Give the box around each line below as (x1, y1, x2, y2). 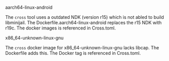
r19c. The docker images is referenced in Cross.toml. (5, 25, 116, 31)
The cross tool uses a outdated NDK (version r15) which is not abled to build (5, 14, 164, 20)
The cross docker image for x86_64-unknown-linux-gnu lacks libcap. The (5, 45, 159, 50)
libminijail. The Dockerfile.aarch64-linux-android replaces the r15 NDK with (5, 20, 162, 25)
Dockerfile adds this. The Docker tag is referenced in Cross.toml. (5, 50, 141, 56)
